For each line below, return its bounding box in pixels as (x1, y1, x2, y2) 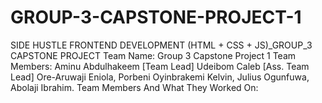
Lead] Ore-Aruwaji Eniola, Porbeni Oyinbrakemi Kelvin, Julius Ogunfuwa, (10, 71, 310, 83)
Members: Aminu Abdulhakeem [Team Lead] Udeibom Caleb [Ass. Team (10, 60, 310, 72)
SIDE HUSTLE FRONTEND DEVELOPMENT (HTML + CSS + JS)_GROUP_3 (10, 39, 313, 51)
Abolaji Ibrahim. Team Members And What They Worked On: (10, 81, 259, 93)
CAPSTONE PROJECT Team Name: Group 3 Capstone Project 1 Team (10, 49, 297, 61)
